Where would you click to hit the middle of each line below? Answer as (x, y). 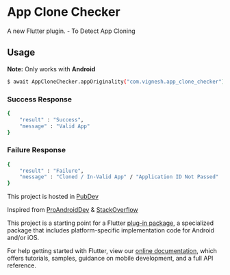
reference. (22, 265)
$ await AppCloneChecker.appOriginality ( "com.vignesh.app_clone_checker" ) (116, 82)
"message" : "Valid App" (55, 126)
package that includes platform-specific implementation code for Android (111, 230)
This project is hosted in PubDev (53, 197)
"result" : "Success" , (52, 120)
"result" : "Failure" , (52, 171)
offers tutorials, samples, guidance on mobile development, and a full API (110, 259)
